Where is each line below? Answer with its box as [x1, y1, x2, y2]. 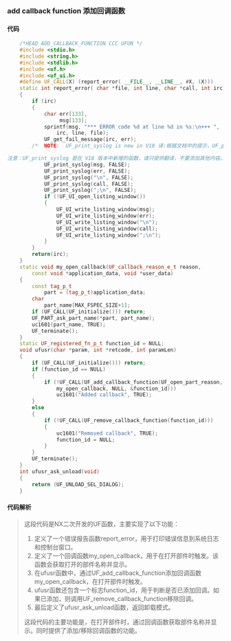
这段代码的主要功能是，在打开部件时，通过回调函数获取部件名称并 [23, 618, 211, 626]
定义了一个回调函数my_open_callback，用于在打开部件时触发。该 [34, 552, 219, 560]
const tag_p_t [32, 283, 72, 290]
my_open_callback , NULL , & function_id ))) [56, 385, 177, 392]
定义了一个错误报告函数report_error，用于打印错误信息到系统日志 [34, 534, 219, 543]
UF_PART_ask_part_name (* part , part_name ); [32, 314, 155, 321]
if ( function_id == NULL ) [32, 366, 107, 373]
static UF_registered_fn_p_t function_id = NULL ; [19, 340, 165, 347]
